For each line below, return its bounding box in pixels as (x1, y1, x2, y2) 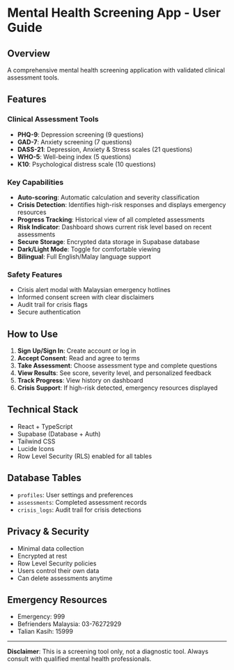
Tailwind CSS (17, 437, 56, 446)
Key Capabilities (7, 177, 64, 187)
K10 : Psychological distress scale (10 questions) (17, 160, 156, 168)
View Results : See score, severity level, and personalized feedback (17, 369, 212, 377)
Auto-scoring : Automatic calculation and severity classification (17, 193, 200, 201)
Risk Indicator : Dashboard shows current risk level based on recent (17, 222, 212, 231)
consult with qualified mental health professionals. (7, 655, 152, 663)
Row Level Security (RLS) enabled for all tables (17, 452, 152, 460)
